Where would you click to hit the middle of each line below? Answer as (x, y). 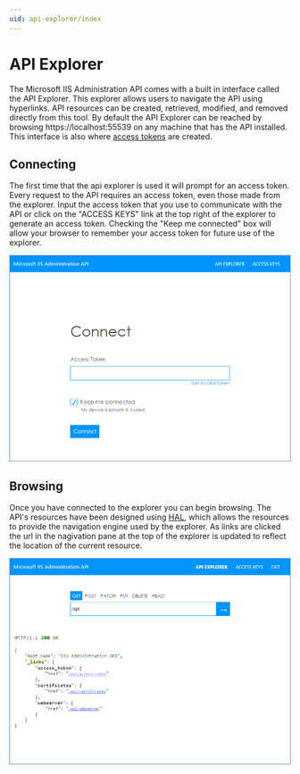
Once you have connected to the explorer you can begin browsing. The (140, 508)
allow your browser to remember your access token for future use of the (142, 233)
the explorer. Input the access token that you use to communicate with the (146, 204)
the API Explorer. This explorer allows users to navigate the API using (136, 98)
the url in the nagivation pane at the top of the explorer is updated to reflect (148, 537)
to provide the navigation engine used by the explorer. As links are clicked (145, 527)
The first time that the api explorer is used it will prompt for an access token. (150, 186)
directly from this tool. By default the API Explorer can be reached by (136, 117)
